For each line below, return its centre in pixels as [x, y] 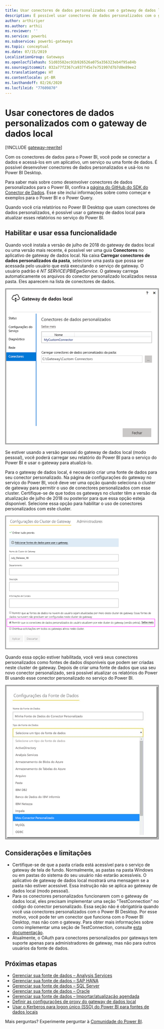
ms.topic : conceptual [27, 47]
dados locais [25, 1012]
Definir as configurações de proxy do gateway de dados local [74, 1002]
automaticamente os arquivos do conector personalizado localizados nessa [81, 276]
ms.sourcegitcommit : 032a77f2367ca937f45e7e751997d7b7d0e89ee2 [71, 67]
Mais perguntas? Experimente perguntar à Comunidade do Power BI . [74, 1022]
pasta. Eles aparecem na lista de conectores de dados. [60, 281]
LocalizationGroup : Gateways [35, 57]
